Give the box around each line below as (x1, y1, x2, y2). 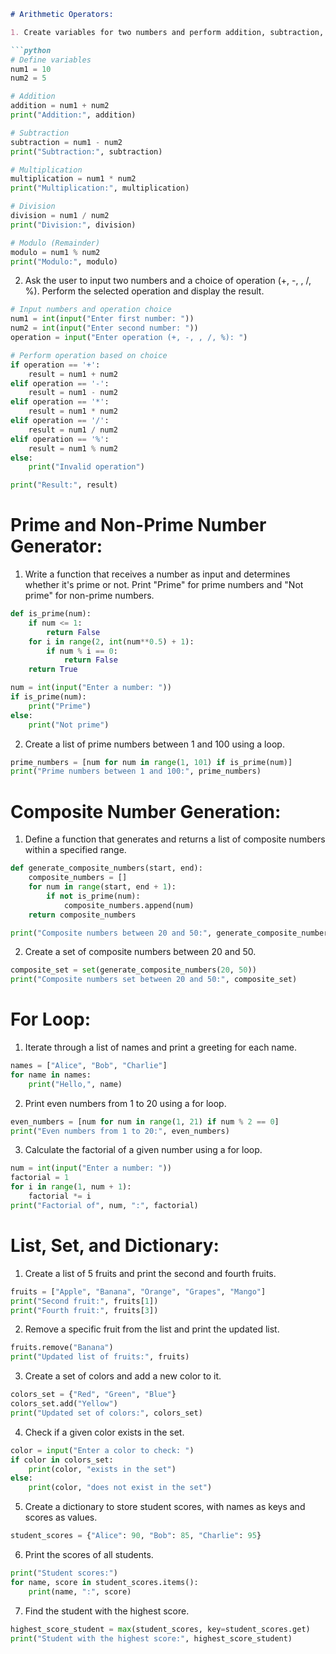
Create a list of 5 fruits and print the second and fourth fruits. (24, 1267, 277, 1279)
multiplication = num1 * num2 (10, 174, 137, 184)
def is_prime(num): (10, 609, 92, 619)
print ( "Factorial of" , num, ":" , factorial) (10, 1200, 199, 1210)
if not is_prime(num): (46, 891, 141, 901)
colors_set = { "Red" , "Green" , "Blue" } (10, 1390, 177, 1400)
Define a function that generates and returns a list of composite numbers (24, 833, 326, 845)
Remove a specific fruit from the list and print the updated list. (24, 1323, 280, 1335)
